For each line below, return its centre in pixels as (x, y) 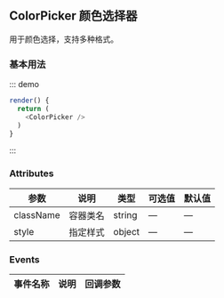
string (125, 214)
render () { (29, 101)
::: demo (24, 85)
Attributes (32, 173)
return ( (33, 109)
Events (24, 259)
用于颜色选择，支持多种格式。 (64, 39)
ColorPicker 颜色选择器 (73, 16)
